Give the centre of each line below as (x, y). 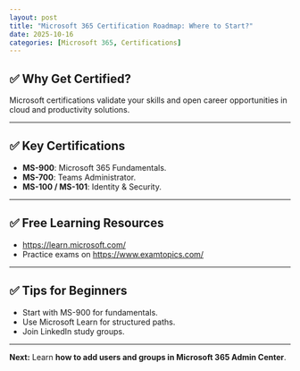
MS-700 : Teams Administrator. (79, 177)
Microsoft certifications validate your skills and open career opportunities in (148, 100)
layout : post (33, 17)
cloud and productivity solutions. (70, 110)
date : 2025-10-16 (42, 34)
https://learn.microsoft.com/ (74, 245)
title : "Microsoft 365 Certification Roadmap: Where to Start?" (131, 26)
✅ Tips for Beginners (68, 291)
